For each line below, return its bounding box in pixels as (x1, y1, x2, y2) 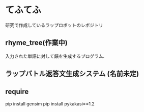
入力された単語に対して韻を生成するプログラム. (5, 53, 105, 59)
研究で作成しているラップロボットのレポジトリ (5, 22, 103, 28)
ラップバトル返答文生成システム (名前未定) (5, 70, 139, 78)
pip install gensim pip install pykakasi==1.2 (5, 100, 95, 107)
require (5, 87, 29, 96)
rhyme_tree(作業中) (5, 38, 68, 47)
